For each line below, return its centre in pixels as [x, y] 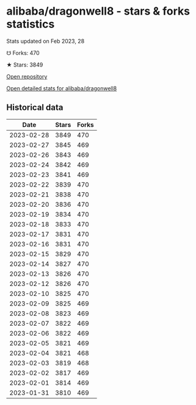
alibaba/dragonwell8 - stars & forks [98, 11]
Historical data [35, 108]
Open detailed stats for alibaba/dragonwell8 [62, 88]
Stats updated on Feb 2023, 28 [45, 41]
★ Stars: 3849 [25, 65]
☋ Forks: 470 [23, 52]
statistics [31, 24]
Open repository [27, 76]
